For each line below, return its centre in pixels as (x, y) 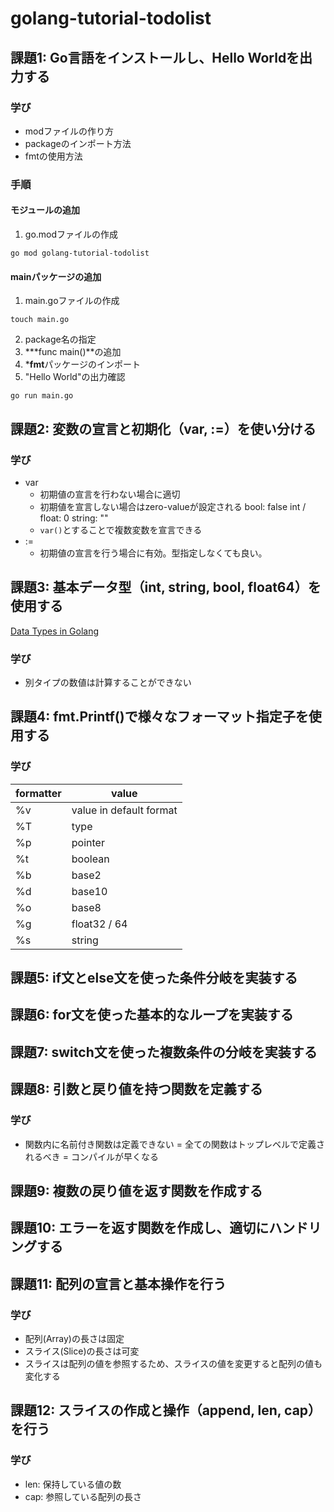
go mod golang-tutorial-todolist (80, 253)
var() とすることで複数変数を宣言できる (121, 529)
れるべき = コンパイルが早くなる (91, 1156)
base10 (89, 891)
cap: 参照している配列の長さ (83, 1496)
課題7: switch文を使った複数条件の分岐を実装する (164, 1052)
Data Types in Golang (55, 631)
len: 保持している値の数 (73, 1484)
